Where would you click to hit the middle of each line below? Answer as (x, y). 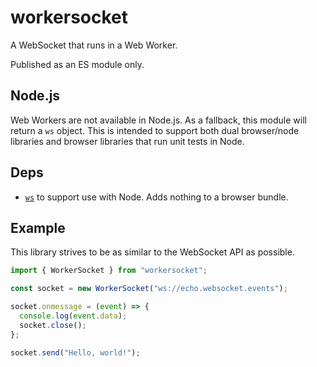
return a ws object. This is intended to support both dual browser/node (155, 130)
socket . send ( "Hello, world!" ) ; (75, 352)
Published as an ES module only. (77, 64)
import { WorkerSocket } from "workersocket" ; (109, 271)
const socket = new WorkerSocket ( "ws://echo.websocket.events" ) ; (149, 289)
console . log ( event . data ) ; (73, 316)
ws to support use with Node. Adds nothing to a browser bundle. (156, 197)
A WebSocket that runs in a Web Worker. (94, 45)
